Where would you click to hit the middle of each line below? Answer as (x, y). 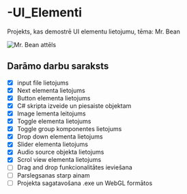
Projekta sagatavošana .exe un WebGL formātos (85, 183)
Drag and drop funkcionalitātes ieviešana (75, 167)
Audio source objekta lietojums (60, 152)
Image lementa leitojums (52, 113)
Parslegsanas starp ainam (53, 175)
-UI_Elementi (45, 13)
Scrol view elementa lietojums (59, 160)
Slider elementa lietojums (53, 144)
